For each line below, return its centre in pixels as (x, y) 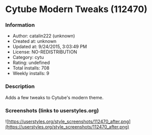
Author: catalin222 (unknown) (44, 36)
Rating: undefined (31, 63)
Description (20, 87)
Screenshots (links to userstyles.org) (52, 110)
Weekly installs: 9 (31, 74)
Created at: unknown (34, 41)
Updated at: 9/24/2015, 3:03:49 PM (50, 47)
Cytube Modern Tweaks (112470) (77, 9)
